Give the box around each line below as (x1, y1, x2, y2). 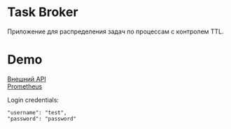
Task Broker (7, 4, 78, 20)
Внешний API (7, 75, 47, 83)
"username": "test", (7, 109, 68, 116)
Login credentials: (7, 96, 59, 104)
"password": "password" (7, 115, 77, 122)
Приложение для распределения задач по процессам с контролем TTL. (7, 27, 224, 36)
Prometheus (7, 82, 43, 91)
